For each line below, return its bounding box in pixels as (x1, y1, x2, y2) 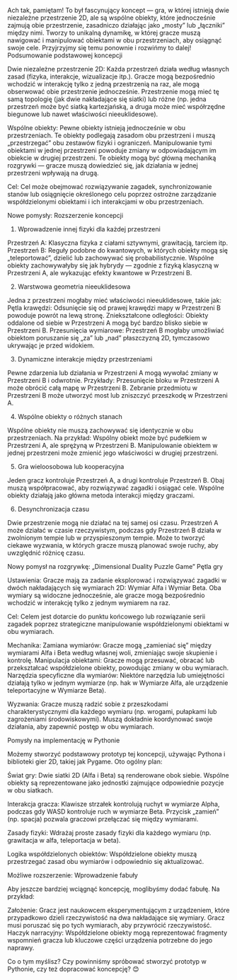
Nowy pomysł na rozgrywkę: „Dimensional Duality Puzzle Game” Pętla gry (7, 563, 224, 570)
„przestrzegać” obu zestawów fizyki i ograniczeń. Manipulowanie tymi (7, 139, 212, 147)
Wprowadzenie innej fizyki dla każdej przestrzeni (17, 225, 161, 233)
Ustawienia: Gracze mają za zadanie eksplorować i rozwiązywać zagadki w (7, 576, 227, 584)
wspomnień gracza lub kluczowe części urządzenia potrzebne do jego (7, 936, 213, 944)
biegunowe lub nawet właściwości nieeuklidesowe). (7, 110, 158, 118)
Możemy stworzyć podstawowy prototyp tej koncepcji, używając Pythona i (7, 750, 226, 758)
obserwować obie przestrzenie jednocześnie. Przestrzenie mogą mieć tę (7, 88, 219, 96)
